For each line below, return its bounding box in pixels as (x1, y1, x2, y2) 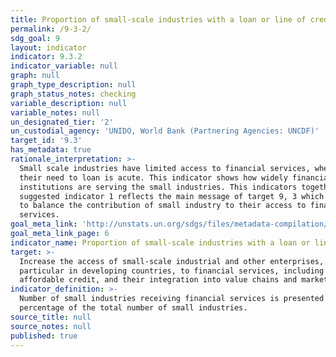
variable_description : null (10, 98, 128, 108)
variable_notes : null (10, 107, 101, 118)
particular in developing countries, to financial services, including (19, 266, 325, 276)
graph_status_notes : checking (10, 89, 137, 99)
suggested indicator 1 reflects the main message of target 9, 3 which (19, 191, 325, 201)
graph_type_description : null (10, 80, 137, 90)
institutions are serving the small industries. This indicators (19, 182, 298, 192)
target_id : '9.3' (10, 136, 83, 146)
